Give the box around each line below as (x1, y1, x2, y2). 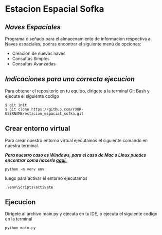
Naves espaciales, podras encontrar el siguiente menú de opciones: (5, 41, 142, 47)
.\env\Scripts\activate (5, 185, 54, 190)
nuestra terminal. (5, 143, 39, 149)
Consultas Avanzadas (12, 61, 56, 66)
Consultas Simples (12, 56, 50, 62)
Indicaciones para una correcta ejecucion (5, 75, 135, 84)
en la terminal (5, 216, 33, 222)
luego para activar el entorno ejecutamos (5, 175, 88, 181)
